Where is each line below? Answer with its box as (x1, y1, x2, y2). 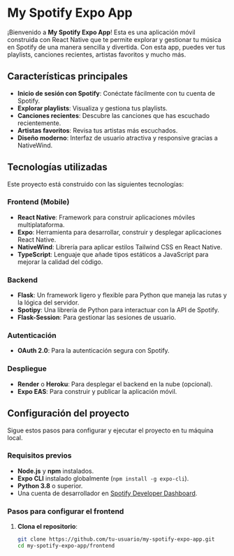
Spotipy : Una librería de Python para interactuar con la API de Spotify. (17, 306, 220, 314)
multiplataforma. (17, 220, 65, 228)
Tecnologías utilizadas (7, 161, 108, 173)
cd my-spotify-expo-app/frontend (17, 543, 115, 550)
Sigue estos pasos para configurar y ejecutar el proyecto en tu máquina (7, 426, 214, 434)
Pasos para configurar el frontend (7, 506, 124, 516)
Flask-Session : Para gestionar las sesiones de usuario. (17, 313, 177, 322)
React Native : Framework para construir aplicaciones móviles (17, 213, 196, 221)
